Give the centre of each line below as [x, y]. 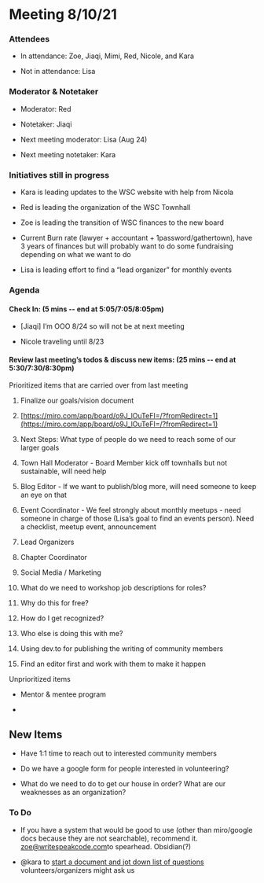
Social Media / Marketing [60, 572]
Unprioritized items [40, 679]
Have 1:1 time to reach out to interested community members [118, 753]
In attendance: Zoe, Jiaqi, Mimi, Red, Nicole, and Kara [107, 56]
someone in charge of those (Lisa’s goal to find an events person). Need [137, 519]
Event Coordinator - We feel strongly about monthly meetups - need [131, 510]
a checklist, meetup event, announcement [88, 527]
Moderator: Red [46, 109]
